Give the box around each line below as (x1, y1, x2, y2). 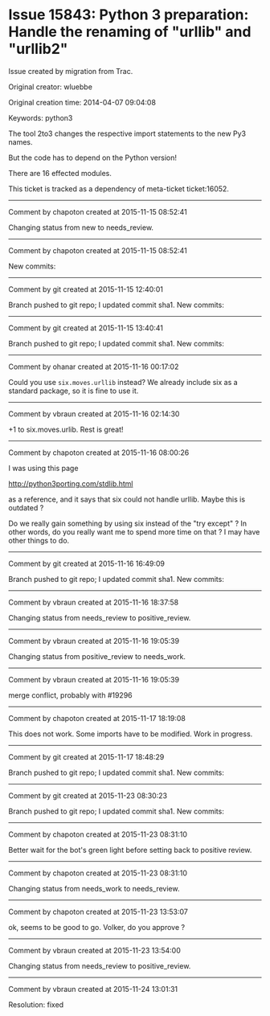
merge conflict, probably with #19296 (8, 690, 133, 700)
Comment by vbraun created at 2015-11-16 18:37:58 (8, 597, 179, 607)
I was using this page (8, 463, 79, 473)
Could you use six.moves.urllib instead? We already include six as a (8, 377, 239, 387)
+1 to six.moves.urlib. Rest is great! (8, 424, 124, 434)
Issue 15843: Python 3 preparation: (8, 6, 249, 24)
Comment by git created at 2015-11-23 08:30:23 (8, 790, 167, 801)
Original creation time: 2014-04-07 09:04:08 (8, 97, 157, 107)
